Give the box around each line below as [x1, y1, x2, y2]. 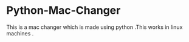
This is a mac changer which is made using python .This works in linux [6, 23, 183, 31]
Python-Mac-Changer [6, 4, 121, 17]
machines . [6, 29, 34, 37]
